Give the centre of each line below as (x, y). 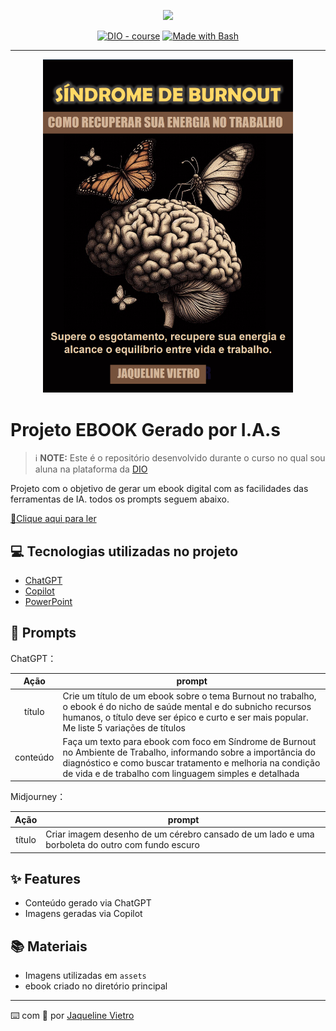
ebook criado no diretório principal (96, 986)
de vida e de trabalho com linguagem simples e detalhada (181, 773)
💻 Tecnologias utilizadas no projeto (124, 551)
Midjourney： (38, 797)
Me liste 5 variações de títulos (124, 727)
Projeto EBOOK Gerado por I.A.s (145, 429)
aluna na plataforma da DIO (91, 469)
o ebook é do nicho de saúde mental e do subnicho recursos (187, 706)
